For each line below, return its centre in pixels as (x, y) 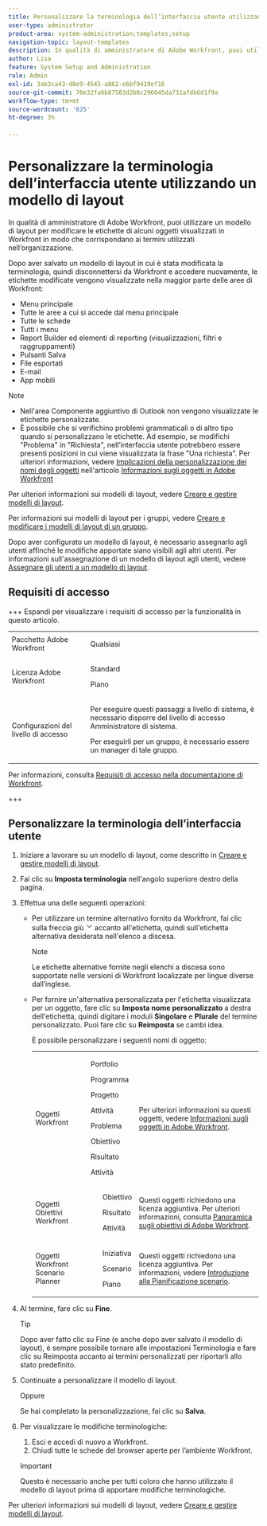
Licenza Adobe (36, 672)
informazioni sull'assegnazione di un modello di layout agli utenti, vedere (127, 558)
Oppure (32, 1396)
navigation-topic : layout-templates (69, 42)
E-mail (30, 371)
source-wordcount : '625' (49, 109)
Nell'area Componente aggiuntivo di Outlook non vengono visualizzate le (139, 411)
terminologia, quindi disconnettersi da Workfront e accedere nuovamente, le (133, 272)
